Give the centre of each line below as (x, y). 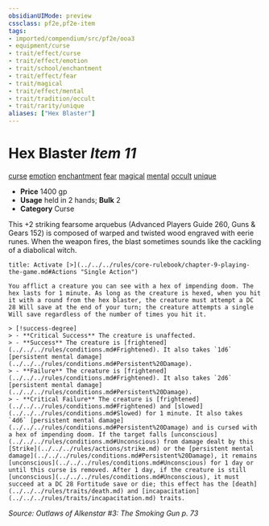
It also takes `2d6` (197, 378)
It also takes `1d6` (197, 349)
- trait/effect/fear (43, 76)
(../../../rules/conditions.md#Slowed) (75, 413)
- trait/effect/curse (45, 53)
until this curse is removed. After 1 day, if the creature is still (128, 469)
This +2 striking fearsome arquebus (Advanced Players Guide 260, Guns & (132, 224)
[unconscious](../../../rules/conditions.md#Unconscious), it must (124, 477)
